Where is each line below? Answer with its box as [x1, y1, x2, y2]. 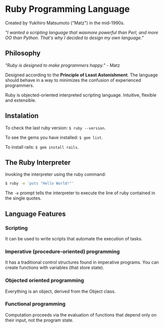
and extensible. [5, 97, 37, 103]
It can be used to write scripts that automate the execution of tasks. [5, 235, 143, 241]
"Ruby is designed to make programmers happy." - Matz [5, 62, 120, 68]
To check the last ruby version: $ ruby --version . [5, 125, 106, 131]
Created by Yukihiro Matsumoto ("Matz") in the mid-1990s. [5, 20, 125, 26]
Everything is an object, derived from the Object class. [5, 288, 116, 294]
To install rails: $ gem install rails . [5, 144, 79, 150]
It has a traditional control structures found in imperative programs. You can [5, 259, 159, 266]
